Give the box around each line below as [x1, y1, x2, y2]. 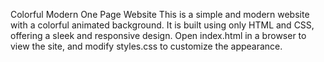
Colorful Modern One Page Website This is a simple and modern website [10, 9, 310, 20]
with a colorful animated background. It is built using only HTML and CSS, [10, 19, 315, 31]
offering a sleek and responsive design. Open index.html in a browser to [10, 30, 307, 41]
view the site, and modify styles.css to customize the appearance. [10, 40, 283, 52]
